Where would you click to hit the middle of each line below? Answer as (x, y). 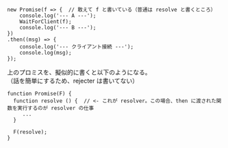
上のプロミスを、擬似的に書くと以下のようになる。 (79, 72)
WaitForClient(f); (46, 22)
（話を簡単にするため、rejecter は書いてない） (73, 81)
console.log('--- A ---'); (58, 16)
